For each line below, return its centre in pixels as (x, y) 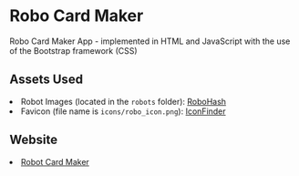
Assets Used (46, 80)
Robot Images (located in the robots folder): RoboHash (124, 101)
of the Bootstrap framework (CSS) (74, 50)
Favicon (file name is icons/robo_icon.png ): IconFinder (124, 111)
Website (33, 140)
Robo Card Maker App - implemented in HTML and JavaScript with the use (150, 41)
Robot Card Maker (55, 161)
